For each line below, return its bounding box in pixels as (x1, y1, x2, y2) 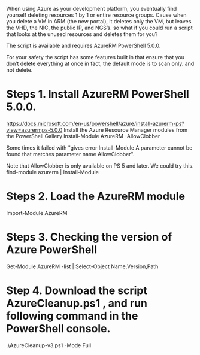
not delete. (6, 66, 33, 74)
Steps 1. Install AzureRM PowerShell (6, 87, 190, 101)
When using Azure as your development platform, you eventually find (6, 5, 177, 12)
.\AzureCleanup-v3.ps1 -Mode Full (6, 341, 92, 349)
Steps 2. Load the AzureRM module (6, 190, 186, 203)
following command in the (6, 310, 138, 323)
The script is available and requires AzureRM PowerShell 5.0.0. (6, 42, 161, 49)
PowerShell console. (6, 322, 111, 335)
